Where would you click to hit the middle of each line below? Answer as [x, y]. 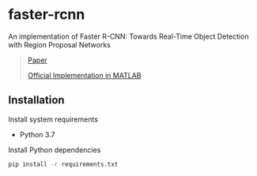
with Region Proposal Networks [59, 44]
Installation [36, 100]
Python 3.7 [37, 134]
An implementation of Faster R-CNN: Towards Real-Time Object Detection [128, 36]
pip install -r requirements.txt [63, 164]
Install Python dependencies [55, 150]
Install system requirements [53, 119]
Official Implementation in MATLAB [84, 75]
